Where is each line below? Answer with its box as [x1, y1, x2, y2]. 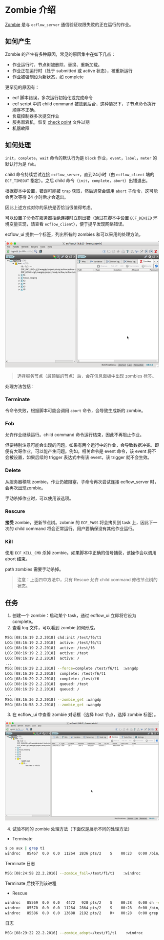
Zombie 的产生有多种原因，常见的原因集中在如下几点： [5, 51, 116, 57]
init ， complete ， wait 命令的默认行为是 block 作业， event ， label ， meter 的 [5, 155, 157, 160]
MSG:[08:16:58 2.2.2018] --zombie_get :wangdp [5, 702, 102, 707]
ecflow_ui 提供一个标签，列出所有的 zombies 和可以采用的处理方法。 [5, 231, 143, 237]
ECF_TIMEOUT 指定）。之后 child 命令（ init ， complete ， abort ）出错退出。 [5, 177, 150, 183]
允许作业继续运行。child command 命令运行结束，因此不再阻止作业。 [5, 432, 144, 438]
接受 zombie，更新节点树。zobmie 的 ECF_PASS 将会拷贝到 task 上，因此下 [5, 520, 154, 526]
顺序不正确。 [12, 107, 38, 113]
